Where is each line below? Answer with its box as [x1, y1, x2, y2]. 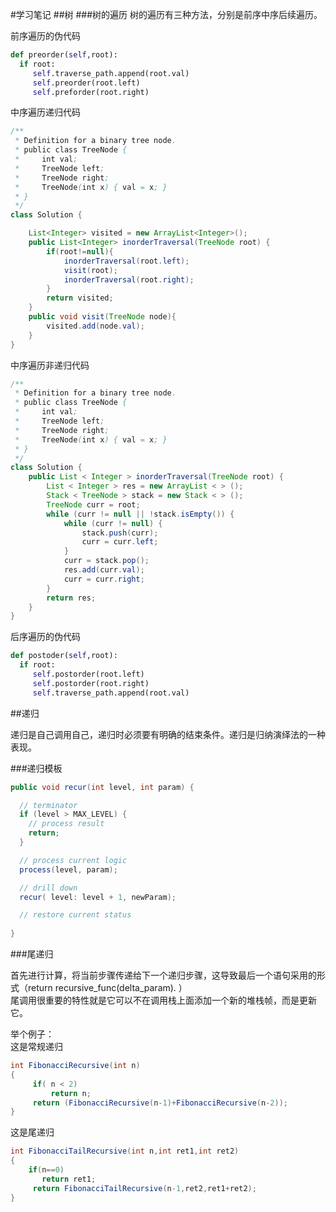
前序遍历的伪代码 [10, 30, 81, 42]
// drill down [19, 883, 78, 893]
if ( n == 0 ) [28, 1165, 65, 1175]
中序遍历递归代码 [10, 106, 81, 118]
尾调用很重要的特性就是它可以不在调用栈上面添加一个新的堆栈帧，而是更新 [10, 994, 317, 1006]
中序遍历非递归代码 [10, 359, 90, 371]
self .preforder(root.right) [32, 87, 150, 97]
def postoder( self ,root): [10, 651, 118, 661]
